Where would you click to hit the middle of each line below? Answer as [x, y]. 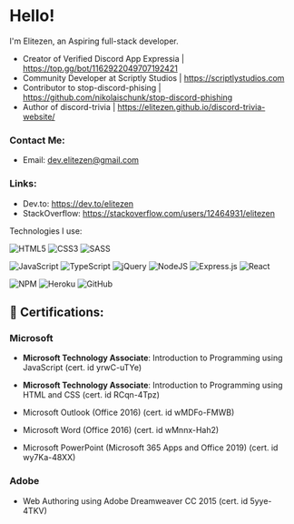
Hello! [32, 16]
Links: [23, 184]
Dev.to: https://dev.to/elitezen [78, 203]
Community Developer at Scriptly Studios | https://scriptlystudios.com [153, 77]
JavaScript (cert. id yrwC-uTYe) [82, 368]
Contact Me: [37, 140]
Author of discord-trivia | [69, 106]
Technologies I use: [46, 231]
